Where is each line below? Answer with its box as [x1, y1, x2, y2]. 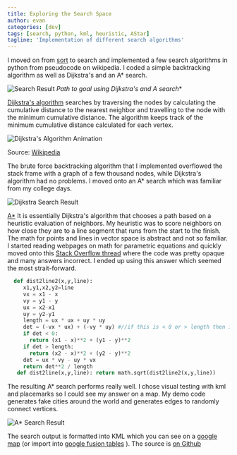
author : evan [7, 17, 46, 24]
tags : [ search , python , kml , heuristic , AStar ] [7, 30, 150, 37]
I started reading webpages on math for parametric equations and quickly [7, 241, 221, 250]
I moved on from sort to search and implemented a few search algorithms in [7, 56, 228, 64]
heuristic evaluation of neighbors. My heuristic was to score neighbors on [7, 219, 221, 228]
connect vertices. [7, 405, 59, 413]
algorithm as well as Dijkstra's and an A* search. [7, 71, 147, 80]
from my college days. [7, 184, 73, 193]
